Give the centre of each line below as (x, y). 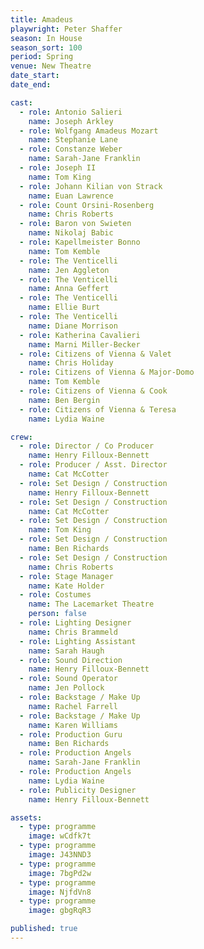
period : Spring (42, 57)
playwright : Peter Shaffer (66, 29)
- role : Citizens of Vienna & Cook (93, 391)
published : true (44, 929)
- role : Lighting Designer (75, 623)
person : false (57, 614)
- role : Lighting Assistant (78, 641)
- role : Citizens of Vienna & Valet (95, 354)
